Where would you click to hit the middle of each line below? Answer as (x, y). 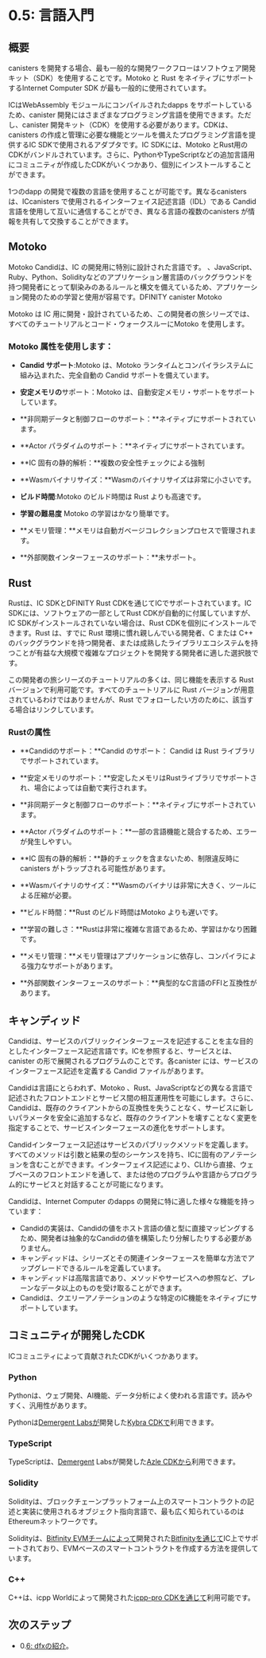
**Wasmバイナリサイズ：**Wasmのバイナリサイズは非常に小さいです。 (137, 480)
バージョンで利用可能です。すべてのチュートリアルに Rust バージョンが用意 (131, 690)
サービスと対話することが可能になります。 (98, 1185)
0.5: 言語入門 (51, 16)
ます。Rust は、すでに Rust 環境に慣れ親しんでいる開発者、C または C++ (134, 632)
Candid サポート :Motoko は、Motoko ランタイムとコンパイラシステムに (137, 366)
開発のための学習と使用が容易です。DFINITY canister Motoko (122, 297)
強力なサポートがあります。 (72, 966)
